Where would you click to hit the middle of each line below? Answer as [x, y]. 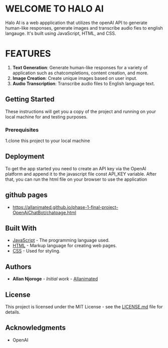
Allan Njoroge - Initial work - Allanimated [55, 279]
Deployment [25, 156]
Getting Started [30, 99]
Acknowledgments [36, 328]
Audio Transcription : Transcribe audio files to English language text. [83, 83]
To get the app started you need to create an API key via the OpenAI [76, 168]
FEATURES [28, 54]
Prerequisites [22, 130]
